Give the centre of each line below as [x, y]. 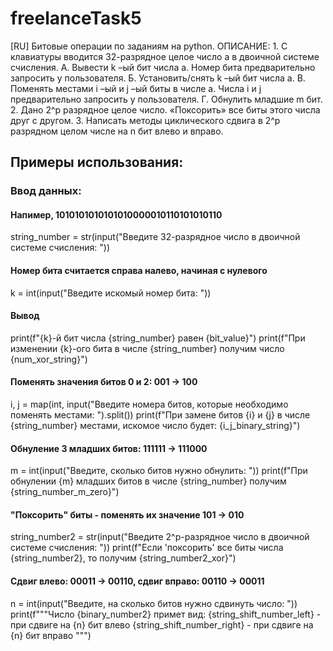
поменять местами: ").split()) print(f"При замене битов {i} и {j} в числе [160, 415]
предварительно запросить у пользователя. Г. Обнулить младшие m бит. [166, 99]
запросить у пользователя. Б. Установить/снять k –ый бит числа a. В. [158, 78]
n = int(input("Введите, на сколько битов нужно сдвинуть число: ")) [154, 603]
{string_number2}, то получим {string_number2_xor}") [123, 558]
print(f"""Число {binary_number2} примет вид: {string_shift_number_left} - [166, 614]
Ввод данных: [46, 191]
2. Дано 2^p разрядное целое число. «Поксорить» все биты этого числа [165, 109]
